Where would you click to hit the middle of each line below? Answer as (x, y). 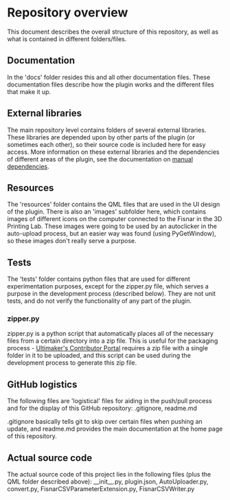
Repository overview (68, 13)
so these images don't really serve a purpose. (72, 241)
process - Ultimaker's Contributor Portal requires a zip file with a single (107, 348)
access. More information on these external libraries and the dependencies (113, 152)
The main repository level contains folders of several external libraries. (107, 130)
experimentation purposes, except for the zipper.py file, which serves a (108, 286)
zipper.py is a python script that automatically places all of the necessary (111, 334)
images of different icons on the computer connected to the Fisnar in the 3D (115, 219)
